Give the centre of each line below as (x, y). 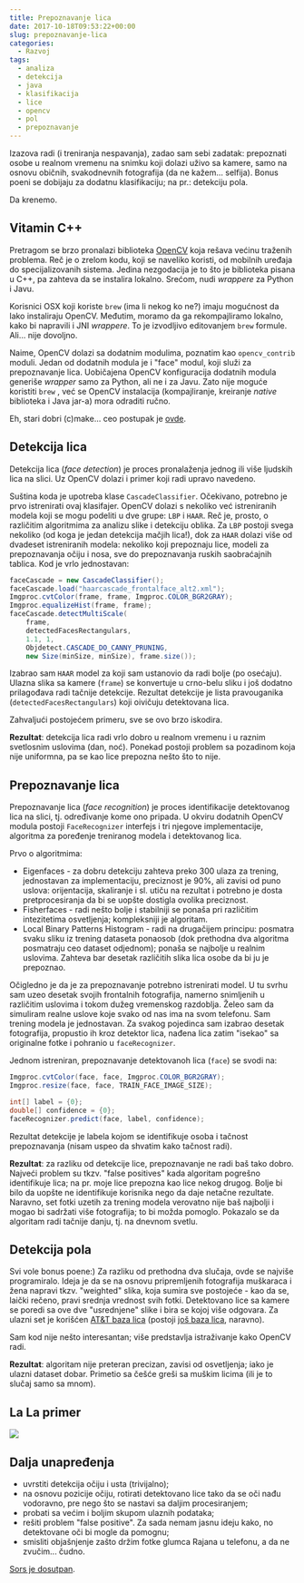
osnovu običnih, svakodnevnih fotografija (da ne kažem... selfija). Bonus (144, 172)
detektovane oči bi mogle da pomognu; (96, 1532)
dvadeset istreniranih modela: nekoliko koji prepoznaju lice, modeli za (139, 544)
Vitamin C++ (46, 228)
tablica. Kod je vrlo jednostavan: (69, 563)
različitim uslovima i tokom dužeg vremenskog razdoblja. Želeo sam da (142, 1004)
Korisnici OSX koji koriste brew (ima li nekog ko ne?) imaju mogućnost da (144, 306)
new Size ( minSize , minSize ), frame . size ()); (111, 656)
